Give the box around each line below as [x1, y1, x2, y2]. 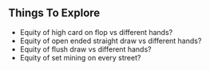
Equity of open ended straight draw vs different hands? [19, 36, 202, 45]
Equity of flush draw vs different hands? [19, 44, 152, 54]
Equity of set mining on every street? [19, 52, 141, 62]
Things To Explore [8, 6, 101, 20]
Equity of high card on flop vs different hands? [19, 27, 173, 37]
